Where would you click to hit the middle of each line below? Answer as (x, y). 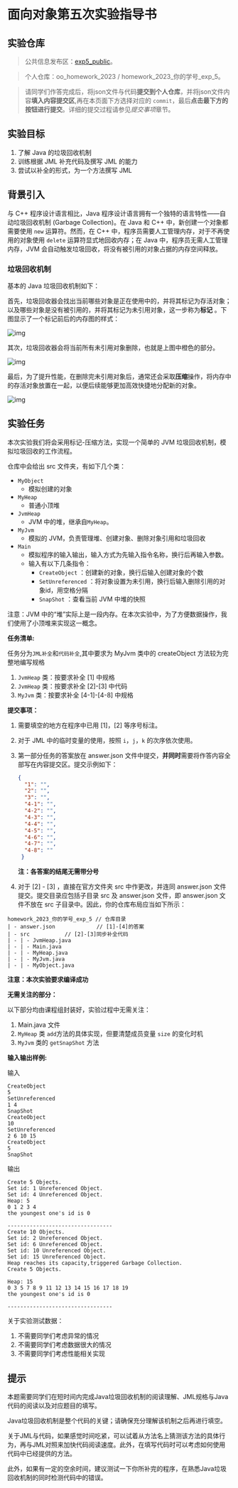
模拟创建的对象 (50, 488)
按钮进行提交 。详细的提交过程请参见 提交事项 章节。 (99, 109)
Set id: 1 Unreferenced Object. (55, 1189)
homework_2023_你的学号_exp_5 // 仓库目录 (67, 919)
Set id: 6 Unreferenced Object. (55, 1245)
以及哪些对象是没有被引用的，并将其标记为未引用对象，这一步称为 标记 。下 (117, 309)
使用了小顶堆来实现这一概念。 (57, 623)
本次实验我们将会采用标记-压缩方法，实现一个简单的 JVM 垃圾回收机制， (114, 442)
